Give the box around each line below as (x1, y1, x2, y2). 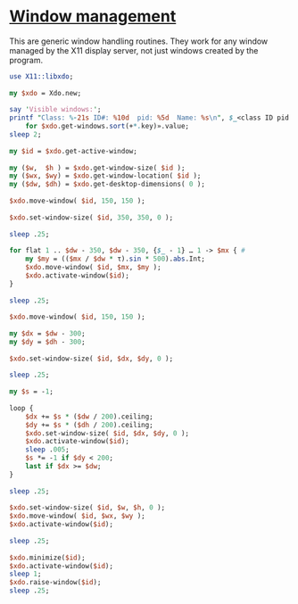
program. (9, 54, 44, 65)
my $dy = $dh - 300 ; (9, 337, 87, 346)
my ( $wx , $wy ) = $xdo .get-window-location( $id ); (9, 171, 202, 180)
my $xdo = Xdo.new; (9, 88, 82, 97)
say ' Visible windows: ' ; (9, 105, 102, 114)
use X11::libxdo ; (9, 71, 74, 81)
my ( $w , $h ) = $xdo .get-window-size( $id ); (9, 163, 186, 172)
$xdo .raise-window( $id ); (9, 578, 102, 587)
